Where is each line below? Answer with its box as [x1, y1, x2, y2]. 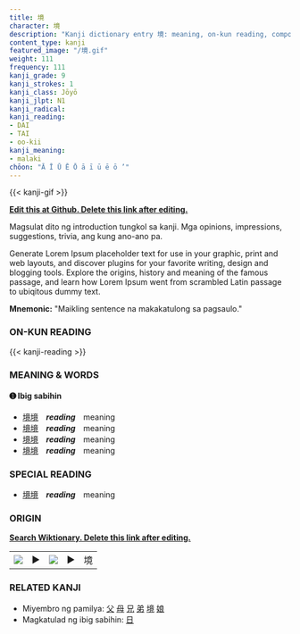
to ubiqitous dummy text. [9, 287, 101, 297]
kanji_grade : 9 [9, 71, 66, 80]
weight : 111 [9, 54, 54, 63]
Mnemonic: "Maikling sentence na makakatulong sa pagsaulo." [9, 304, 243, 314]
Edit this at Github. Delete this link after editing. [9, 204, 188, 215]
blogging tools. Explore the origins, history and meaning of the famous [9, 267, 269, 278]
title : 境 [9, 13, 45, 22]
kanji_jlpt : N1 [9, 96, 66, 105]
